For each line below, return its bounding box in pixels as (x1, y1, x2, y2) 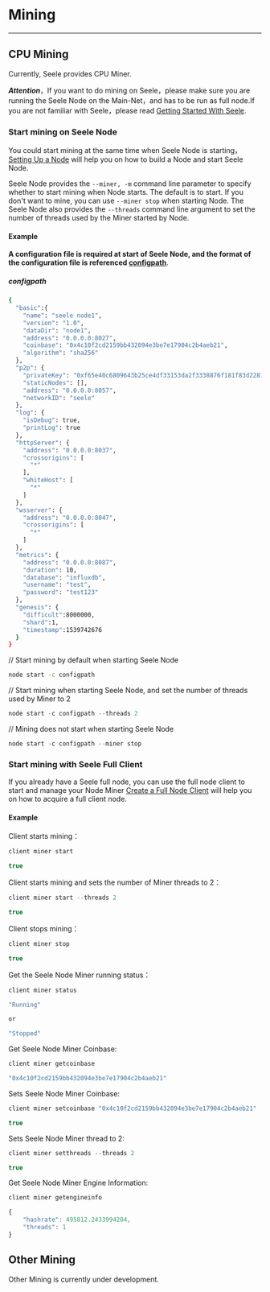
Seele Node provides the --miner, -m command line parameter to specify (8, 179, 252, 188)
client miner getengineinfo (8, 1194, 103, 1202)
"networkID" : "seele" (22, 394, 95, 402)
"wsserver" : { (15, 506, 63, 514)
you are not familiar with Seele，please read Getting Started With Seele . (8, 105, 247, 115)
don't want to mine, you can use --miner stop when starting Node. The (8, 196, 244, 206)
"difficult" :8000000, (22, 610, 95, 619)
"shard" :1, (22, 618, 59, 626)
